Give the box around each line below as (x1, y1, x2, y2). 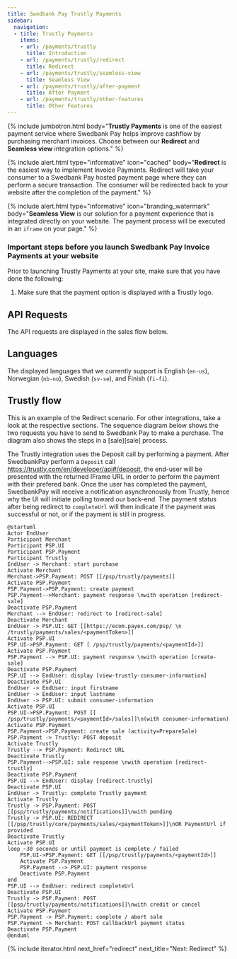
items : (20, 37, 40, 44)
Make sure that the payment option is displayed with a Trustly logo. (17, 288, 214, 297)
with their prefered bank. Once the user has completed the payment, (7, 479, 207, 488)
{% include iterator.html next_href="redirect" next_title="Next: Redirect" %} (7, 944, 228, 953)
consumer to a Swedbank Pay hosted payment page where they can (7, 173, 207, 181)
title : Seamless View (25, 76, 91, 83)
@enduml (7, 931, 30, 939)
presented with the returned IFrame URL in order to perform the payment (7, 472, 220, 481)
